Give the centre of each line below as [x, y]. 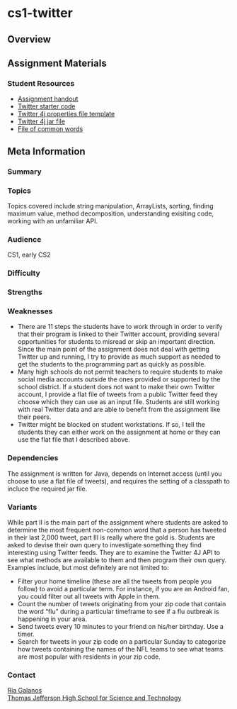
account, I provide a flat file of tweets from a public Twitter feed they [117, 394]
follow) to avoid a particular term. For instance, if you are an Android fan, [123, 588]
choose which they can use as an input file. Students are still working [118, 402]
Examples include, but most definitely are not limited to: [88, 567]
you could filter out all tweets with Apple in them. [89, 596]
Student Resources [41, 83]
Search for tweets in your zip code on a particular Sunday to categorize [122, 641]
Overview [29, 39]
